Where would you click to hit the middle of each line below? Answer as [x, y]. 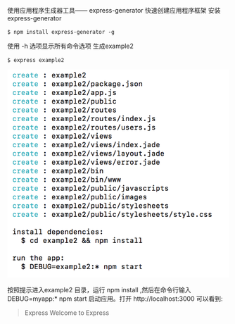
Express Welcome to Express [67, 313]
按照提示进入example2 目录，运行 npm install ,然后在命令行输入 [99, 289]
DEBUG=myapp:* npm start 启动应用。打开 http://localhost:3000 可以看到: [115, 299]
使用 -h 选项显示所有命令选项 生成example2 [70, 46]
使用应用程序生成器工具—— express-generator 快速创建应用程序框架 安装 [114, 10]
